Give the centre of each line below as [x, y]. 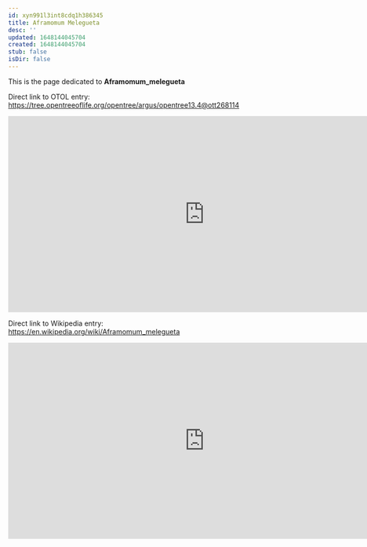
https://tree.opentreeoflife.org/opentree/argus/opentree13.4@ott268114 [124, 105]
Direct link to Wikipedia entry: [56, 323]
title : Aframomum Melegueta [54, 23]
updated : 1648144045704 [47, 37]
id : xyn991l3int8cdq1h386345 [56, 15]
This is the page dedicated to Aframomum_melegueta [97, 81]
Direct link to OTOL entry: [49, 97]
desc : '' [22, 30]
